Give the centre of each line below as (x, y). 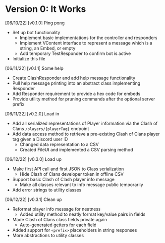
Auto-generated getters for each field (58, 225)
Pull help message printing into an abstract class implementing (76, 83)
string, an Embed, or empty (48, 48)
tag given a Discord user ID (40, 139)
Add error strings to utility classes (47, 190)
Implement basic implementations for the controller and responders (88, 38)
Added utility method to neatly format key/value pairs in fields (82, 214)
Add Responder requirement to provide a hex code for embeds (76, 94)
